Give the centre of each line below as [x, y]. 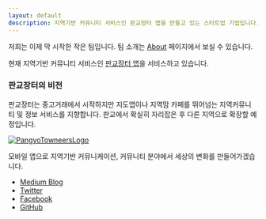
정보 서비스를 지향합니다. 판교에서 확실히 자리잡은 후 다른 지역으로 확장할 [137, 114]
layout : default [35, 15]
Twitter [31, 190]
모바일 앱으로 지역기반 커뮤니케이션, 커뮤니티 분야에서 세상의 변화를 [112, 156]
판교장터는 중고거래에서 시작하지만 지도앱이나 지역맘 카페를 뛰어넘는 [113, 104]
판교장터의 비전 [36, 85]
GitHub [31, 207]
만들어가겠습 [236, 156]
